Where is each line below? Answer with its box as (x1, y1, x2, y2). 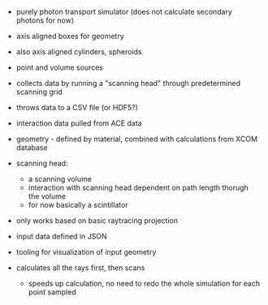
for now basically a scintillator (28, 200, 128, 209)
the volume (28, 191, 67, 201)
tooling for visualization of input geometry (15, 247, 157, 256)
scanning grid (15, 87, 63, 97)
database (15, 143, 48, 152)
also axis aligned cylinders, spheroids (15, 47, 142, 56)
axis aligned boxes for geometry (15, 32, 124, 41)
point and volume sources (15, 62, 104, 72)
